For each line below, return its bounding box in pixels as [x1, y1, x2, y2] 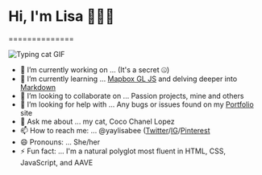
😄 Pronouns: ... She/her [19, 136, 101, 147]
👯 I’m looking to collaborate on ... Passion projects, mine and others [19, 91, 244, 100]
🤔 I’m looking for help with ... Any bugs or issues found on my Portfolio [19, 100, 254, 109]
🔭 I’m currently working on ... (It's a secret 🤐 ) [19, 64, 170, 75]
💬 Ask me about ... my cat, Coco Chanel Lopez [19, 116, 175, 126]
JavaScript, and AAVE [19, 157, 94, 167]
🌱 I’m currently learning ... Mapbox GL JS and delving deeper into [19, 74, 238, 83]
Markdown [19, 82, 56, 92]
